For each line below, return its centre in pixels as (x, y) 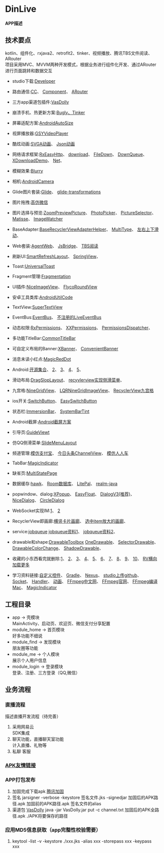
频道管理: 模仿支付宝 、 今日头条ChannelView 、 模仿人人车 (70, 453)
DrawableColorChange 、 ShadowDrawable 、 (58, 548)
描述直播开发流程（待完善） (33, 716)
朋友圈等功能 (25, 648)
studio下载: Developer (34, 81)
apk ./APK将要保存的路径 (43, 816)
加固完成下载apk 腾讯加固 (38, 792)
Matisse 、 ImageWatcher (37, 219)
